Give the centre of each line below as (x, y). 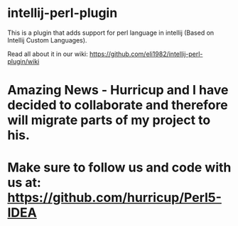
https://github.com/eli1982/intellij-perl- (146, 54)
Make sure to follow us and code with (119, 168)
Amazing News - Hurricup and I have (118, 90)
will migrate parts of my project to (109, 120)
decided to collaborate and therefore (118, 105)
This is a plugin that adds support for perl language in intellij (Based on (111, 33)
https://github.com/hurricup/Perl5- (115, 198)
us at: (24, 183)
